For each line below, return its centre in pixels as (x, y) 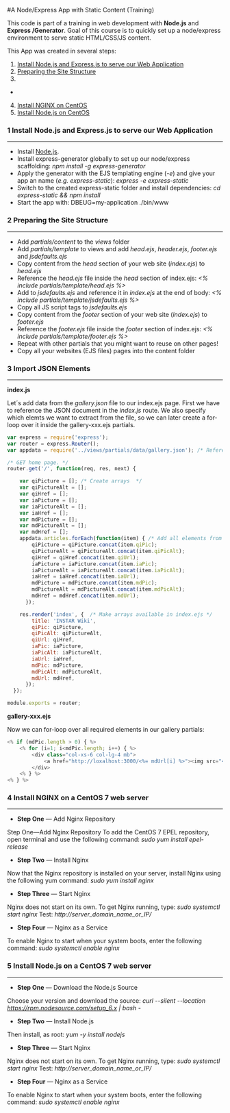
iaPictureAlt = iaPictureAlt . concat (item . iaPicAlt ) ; (108, 570)
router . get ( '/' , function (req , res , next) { (72, 469)
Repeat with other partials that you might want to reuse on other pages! (118, 343)
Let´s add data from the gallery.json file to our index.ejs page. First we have (114, 402)
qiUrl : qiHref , (53, 640)
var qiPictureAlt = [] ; (53, 488)
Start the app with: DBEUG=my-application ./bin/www (93, 203)
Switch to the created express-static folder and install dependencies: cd (119, 188)
